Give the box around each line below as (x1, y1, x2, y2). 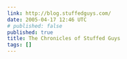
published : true (7, 28, 53, 36)
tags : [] (7, 41, 32, 48)
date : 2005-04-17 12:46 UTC (7, 16, 87, 23)
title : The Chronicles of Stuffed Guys (7, 35, 121, 42)
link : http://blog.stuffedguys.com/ (7, 9, 111, 17)
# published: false (7, 22, 63, 29)
